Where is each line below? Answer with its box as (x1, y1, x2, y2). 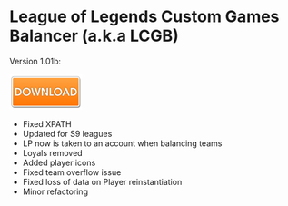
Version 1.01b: (9, 55, 62, 66)
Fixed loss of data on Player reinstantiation (22, 176, 183, 187)
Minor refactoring (22, 186, 89, 197)
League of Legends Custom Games (9, 6, 280, 27)
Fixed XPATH (22, 118, 72, 129)
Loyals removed (22, 147, 84, 158)
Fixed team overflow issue (22, 166, 122, 178)
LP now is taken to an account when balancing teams (22, 138, 223, 149)
